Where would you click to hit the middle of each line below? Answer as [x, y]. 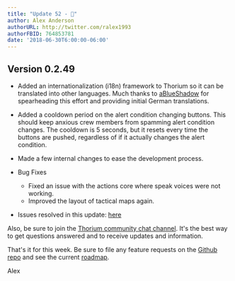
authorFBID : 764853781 [41, 34]
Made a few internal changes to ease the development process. [110, 158]
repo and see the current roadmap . [58, 257]
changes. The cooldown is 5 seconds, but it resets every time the [113, 130]
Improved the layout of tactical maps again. [91, 201]
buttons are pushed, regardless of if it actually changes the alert [111, 137]
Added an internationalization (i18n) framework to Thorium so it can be [121, 86]
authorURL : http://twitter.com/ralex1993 [69, 27]
